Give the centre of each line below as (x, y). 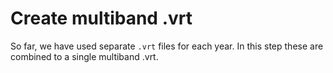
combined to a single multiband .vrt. (84, 56)
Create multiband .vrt (101, 18)
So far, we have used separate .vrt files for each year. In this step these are (167, 46)
